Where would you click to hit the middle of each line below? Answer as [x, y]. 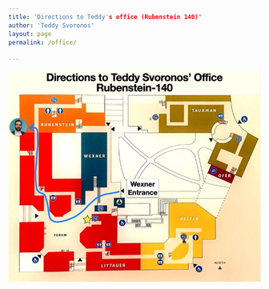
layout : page [30, 34]
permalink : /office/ [43, 42]
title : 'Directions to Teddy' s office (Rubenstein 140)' [105, 17]
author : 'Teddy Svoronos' [51, 25]
